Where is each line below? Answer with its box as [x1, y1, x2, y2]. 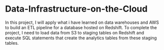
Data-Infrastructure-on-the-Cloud [5, 3, 148, 15]
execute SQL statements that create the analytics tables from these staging [5, 35, 157, 41]
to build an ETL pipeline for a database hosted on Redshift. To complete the [5, 24, 157, 30]
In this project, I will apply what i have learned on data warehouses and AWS [5, 19, 159, 25]
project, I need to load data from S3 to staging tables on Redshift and [5, 30, 144, 35]
